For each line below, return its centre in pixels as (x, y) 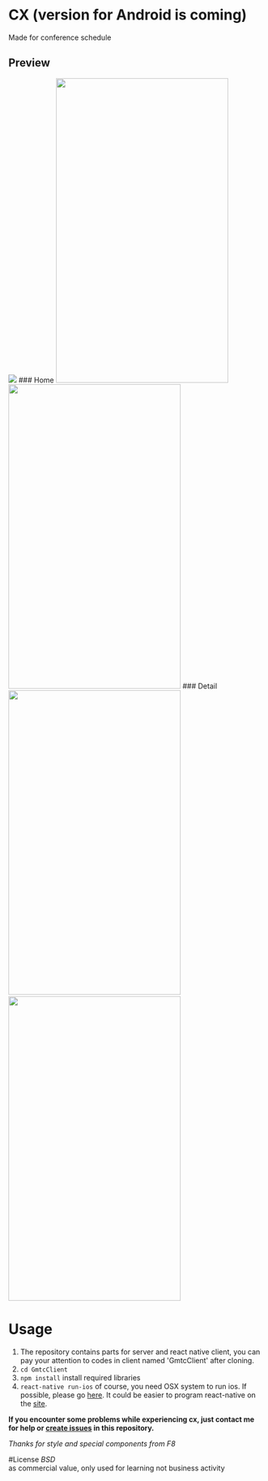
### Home (36, 380)
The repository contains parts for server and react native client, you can (140, 1351)
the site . (34, 1403)
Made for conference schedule (60, 37)
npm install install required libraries (80, 1377)
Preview (30, 63)
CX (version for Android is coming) (128, 15)
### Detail (200, 686)
